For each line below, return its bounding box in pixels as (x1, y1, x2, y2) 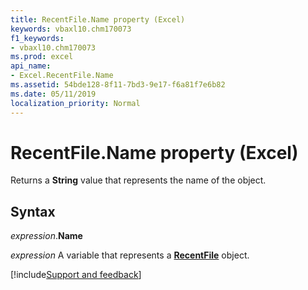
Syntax (10, 203, 56, 220)
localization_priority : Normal (10, 98, 141, 108)
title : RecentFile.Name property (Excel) (10, 14, 186, 25)
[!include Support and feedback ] (10, 269, 142, 281)
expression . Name (10, 230, 83, 242)
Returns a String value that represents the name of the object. (10, 174, 267, 186)
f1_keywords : (10, 33, 65, 43)
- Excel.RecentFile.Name (10, 71, 114, 81)
